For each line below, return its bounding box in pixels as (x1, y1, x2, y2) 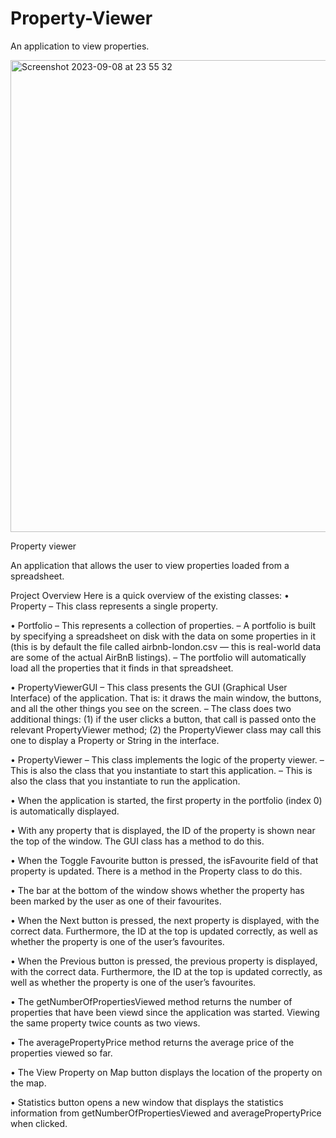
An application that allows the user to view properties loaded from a (10, 559, 290, 571)
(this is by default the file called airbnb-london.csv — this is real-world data (10, 640, 322, 652)
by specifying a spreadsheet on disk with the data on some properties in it (10, 630, 316, 642)
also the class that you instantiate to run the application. (10, 775, 241, 787)
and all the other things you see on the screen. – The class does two (10, 702, 292, 714)
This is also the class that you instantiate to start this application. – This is (10, 764, 313, 776)
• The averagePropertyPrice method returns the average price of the (10, 1036, 295, 1048)
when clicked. (10, 1117, 68, 1129)
